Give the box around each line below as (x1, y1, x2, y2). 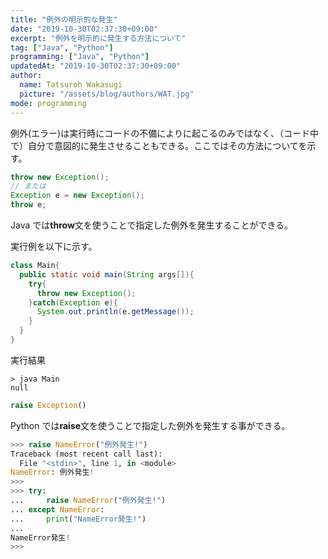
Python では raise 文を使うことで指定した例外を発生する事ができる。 (10, 419, 291, 431)
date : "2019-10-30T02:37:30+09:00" (10, 24, 159, 34)
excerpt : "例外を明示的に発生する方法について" (10, 33, 187, 43)
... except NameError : (10, 504, 105, 515)
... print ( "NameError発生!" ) (10, 514, 147, 524)
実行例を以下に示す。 (10, 241, 98, 252)
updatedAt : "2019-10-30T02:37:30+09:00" (10, 61, 182, 71)
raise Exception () (10, 400, 87, 410)
